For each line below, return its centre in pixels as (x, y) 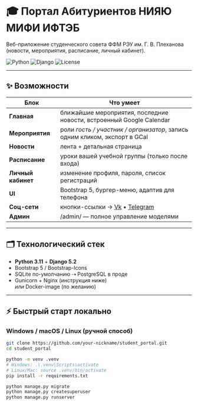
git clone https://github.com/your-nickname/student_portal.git (87, 343)
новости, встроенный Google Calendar (115, 120)
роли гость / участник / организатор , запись (124, 129)
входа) (70, 163)
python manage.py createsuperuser (49, 392)
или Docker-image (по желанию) (55, 286)
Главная (21, 116)
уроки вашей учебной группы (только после (124, 156)
